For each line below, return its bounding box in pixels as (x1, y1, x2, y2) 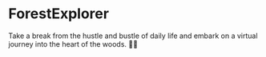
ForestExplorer (8, 5, 110, 23)
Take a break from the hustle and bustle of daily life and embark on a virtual (8, 31, 258, 40)
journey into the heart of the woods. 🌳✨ (8, 39, 139, 48)
